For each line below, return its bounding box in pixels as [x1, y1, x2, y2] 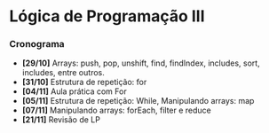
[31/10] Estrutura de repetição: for [21, 77, 147, 88]
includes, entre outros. [21, 67, 105, 78]
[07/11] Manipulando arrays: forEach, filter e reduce [21, 105, 211, 116]
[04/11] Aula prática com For [21, 86, 127, 97]
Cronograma [9, 38, 65, 51]
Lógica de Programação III [9, 6, 206, 27]
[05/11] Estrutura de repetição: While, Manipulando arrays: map [21, 96, 255, 106]
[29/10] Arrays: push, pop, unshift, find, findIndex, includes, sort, [21, 58, 260, 68]
